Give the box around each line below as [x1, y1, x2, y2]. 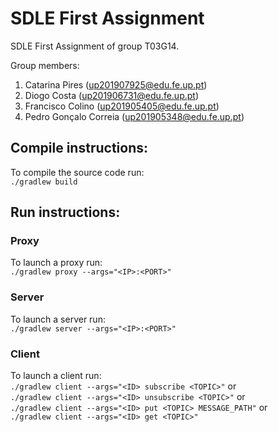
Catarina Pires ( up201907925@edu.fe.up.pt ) [24, 78, 208, 91]
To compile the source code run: [10, 166, 145, 178]
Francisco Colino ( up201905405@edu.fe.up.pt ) [24, 100, 220, 112]
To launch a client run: [10, 370, 102, 382]
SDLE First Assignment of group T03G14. [10, 40, 180, 52]
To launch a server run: [10, 313, 106, 325]
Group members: [10, 59, 80, 71]
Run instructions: [10, 204, 121, 221]
